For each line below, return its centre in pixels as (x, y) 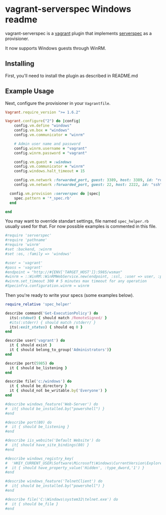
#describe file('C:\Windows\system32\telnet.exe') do (62, 499)
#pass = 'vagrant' (24, 267)
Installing (20, 64)
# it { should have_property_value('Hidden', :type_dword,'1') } (75, 468)
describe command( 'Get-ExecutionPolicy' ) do (52, 313)
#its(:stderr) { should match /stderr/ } (53, 323)
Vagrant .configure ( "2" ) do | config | (43, 121)
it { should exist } (31, 345)
